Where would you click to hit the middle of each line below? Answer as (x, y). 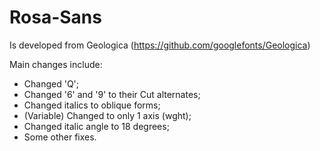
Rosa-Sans (55, 17)
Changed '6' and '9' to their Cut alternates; (112, 94)
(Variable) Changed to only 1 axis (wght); (107, 115)
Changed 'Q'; (51, 83)
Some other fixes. (60, 137)
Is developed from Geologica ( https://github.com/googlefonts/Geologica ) (160, 45)
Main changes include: (56, 64)
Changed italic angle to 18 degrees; (96, 126)
